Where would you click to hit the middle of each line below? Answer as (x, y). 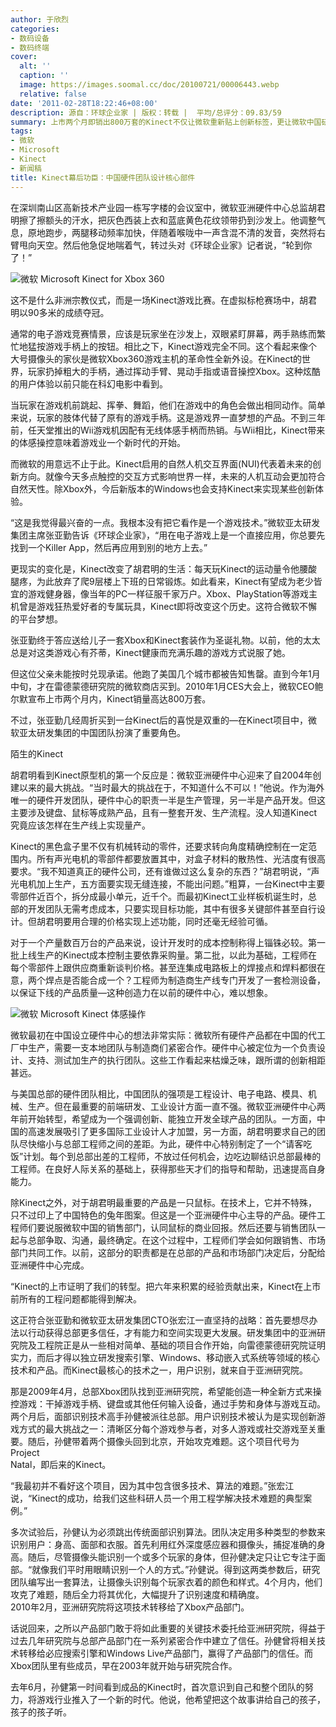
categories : (35, 29)
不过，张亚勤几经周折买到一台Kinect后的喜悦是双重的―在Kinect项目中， (159, 720)
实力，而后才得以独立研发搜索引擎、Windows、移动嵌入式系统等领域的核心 (165, 1357)
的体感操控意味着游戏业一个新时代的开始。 (98, 442)
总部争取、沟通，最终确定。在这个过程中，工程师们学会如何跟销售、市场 (176, 1240)
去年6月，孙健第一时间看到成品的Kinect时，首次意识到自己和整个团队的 (157, 1687)
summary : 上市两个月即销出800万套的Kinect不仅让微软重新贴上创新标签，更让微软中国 (166, 122)
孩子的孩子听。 (41, 1712)
